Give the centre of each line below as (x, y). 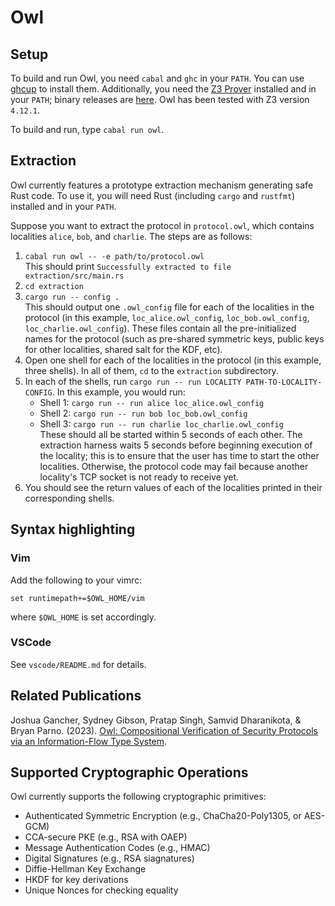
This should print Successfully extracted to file (128, 266)
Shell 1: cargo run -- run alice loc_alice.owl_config (152, 402)
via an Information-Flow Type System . (89, 741)
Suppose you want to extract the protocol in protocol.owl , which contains (162, 225)
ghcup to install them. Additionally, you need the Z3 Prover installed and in (163, 89)
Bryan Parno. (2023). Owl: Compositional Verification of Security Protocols (164, 730)
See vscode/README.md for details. (78, 664)
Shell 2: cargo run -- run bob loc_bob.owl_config (143, 413)
